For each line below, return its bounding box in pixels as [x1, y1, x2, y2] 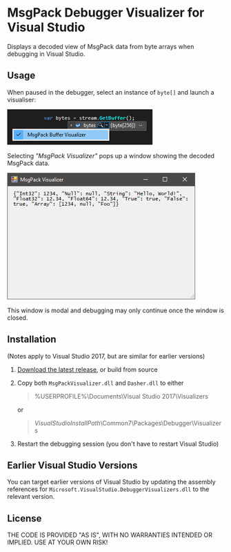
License [7, 513, 42, 524]
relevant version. [7, 493, 55, 501]
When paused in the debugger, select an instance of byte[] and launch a [7, 88, 214, 96]
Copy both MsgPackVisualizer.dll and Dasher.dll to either [17, 379, 184, 387]
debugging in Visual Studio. [7, 50, 86, 58]
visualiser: [7, 95, 37, 104]
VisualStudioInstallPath [34, 419, 101, 427]
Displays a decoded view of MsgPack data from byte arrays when [7, 42, 194, 50]
